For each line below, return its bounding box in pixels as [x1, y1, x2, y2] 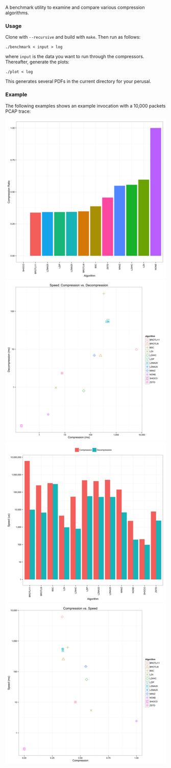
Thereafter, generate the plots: [5, 59, 70, 65]
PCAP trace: [5, 108, 31, 114]
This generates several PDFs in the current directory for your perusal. [5, 79, 152, 85]
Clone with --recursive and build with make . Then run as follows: [5, 34, 141, 40]
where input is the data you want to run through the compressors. [5, 54, 144, 60]
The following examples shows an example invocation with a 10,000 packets [5, 103, 166, 109]
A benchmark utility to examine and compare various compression [5, 5, 145, 10]
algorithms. [5, 10, 29, 16]
